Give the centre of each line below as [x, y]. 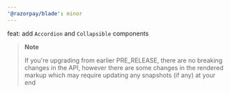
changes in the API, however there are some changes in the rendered [124, 67]
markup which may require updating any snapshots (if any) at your [120, 75]
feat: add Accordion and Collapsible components [78, 33]
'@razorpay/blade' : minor [45, 14]
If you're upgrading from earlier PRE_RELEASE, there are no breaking [123, 60]
